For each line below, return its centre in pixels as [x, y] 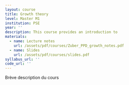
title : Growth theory [27, 14]
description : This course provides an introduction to [61, 32]
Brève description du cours [32, 78]
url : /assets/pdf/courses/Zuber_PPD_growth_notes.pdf [69, 46]
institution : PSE [22, 23]
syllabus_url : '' [22, 59]
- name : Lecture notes [32, 41]
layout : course [20, 9]
